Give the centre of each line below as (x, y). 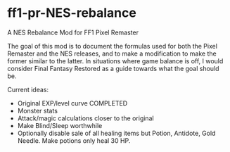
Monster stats (38, 110)
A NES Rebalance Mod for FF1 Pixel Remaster (73, 32)
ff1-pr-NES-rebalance (72, 13)
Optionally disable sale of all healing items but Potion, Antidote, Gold (116, 133)
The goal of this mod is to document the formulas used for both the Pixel (113, 46)
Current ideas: (28, 89)
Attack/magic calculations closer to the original (85, 118)
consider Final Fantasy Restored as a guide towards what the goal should (113, 68)
